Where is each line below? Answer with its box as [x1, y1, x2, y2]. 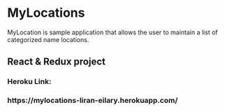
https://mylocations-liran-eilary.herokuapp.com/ [7, 96, 178, 106]
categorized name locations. [7, 35, 89, 43]
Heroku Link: [7, 77, 52, 87]
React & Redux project [7, 56, 106, 68]
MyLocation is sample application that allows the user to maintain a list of [7, 28, 218, 36]
